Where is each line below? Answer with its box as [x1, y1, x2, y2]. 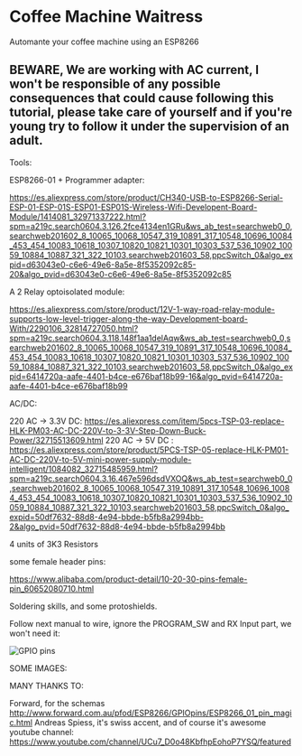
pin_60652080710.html [9, 583, 95, 593]
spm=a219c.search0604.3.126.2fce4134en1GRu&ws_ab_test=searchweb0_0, [9, 220, 293, 231]
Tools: [9, 156, 32, 168]
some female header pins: [9, 555, 106, 566]
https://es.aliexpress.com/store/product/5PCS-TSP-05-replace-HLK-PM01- [9, 444, 289, 455]
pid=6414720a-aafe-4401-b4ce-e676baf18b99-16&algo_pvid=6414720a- [9, 370, 284, 381]
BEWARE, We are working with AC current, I [9, 62, 260, 78]
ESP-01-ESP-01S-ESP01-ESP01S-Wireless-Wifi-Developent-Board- [9, 201, 258, 212]
